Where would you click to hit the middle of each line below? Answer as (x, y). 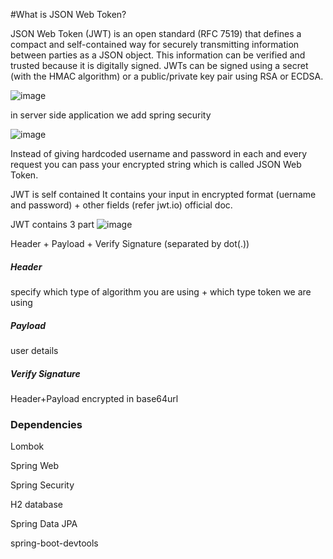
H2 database (36, 505)
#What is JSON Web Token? (68, 14)
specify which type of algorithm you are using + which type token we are (161, 291)
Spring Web (34, 466)
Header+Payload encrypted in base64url (94, 398)
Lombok (27, 446)
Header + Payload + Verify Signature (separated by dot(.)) (130, 243)
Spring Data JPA (44, 524)
